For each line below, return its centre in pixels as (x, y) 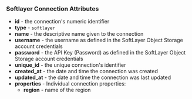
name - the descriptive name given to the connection (79, 34)
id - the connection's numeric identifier (62, 22)
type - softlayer (35, 28)
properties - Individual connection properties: (70, 84)
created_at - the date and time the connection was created (86, 71)
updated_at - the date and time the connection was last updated (93, 77)
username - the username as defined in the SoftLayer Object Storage (99, 40)
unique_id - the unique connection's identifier (70, 65)
